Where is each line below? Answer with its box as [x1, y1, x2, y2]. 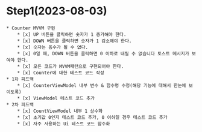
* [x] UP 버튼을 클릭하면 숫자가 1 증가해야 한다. [17, 31, 127, 37]
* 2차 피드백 [6, 101, 34, 107]
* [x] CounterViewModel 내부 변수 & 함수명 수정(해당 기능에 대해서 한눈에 [17, 82, 186, 88]
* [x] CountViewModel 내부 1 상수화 [17, 108, 103, 114]
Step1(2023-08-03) [6, 4, 107, 18]
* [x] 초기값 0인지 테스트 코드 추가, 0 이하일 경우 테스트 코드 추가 [17, 114, 168, 121]
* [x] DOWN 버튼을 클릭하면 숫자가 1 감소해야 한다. [17, 38, 132, 44]
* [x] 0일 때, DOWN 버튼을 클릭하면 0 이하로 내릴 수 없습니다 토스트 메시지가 [17, 50, 189, 56]
